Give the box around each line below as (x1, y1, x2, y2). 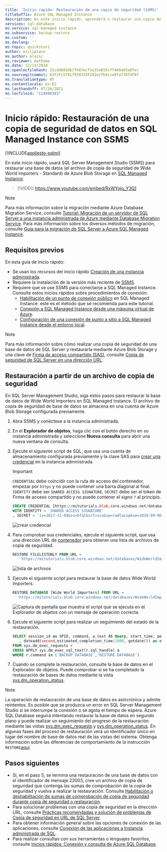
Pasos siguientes (5, 759, 60, 767)
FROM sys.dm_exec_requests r (12, 643, 73, 648)
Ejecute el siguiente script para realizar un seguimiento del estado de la (12, 619, 159, 625)
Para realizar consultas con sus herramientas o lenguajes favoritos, (12, 836, 151, 842)
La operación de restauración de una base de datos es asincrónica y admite (5, 697, 161, 703)
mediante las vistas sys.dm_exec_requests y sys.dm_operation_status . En (5, 723, 156, 729)
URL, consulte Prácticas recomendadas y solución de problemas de (12, 810, 152, 816)
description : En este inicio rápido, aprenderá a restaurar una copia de (5, 16, 162, 21)
